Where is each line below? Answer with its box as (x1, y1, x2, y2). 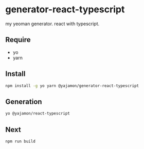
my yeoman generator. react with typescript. (5, 21, 100, 27)
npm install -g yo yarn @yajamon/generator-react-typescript (5, 83, 139, 88)
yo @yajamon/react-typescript (5, 111, 70, 116)
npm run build (5, 139, 36, 144)
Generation (5, 97, 42, 106)
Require (5, 35, 31, 44)
